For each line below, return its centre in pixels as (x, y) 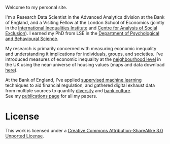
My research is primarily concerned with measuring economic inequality (81, 48)
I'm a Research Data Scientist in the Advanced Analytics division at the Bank (85, 17)
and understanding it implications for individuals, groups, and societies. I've (84, 54)
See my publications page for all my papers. (51, 96)
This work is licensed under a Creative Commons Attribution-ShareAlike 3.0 (84, 130)
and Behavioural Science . (32, 39)
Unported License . (25, 136)
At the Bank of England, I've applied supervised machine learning (74, 80)
